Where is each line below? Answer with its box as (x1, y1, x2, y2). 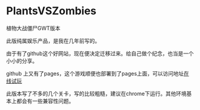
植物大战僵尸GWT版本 (6, 24, 61, 32)
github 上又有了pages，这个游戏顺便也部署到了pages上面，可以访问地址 (6, 70, 185, 77)
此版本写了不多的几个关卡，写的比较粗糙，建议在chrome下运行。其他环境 (6, 90, 187, 97)
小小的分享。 (6, 57, 37, 64)
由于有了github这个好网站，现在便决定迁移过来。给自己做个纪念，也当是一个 (6, 49, 194, 57)
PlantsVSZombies (6, 4, 97, 18)
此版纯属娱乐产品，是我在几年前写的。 (6, 37, 100, 44)
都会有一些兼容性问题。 (16, 97, 74, 105)
